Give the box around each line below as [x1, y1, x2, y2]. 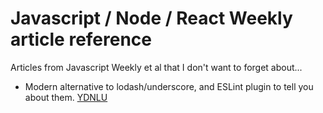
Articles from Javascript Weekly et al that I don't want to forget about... [10, 61, 303, 73]
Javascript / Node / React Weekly [10, 7, 293, 30]
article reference [10, 28, 153, 51]
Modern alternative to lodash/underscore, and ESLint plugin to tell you [24, 80, 314, 92]
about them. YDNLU [24, 91, 108, 103]
